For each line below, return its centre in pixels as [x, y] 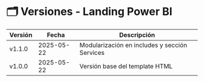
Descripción [137, 35]
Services [92, 52]
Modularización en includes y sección [133, 45]
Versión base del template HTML [126, 66]
